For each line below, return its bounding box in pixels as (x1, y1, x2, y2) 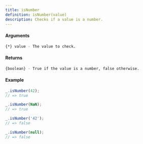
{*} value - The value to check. (5, 44, 76, 49)
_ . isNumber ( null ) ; (5, 130, 44, 135)
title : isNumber (5, 7, 40, 13)
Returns (5, 55, 23, 61)
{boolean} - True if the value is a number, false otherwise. (5, 66, 139, 71)
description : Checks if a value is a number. (5, 17, 103, 22)
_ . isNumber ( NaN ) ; (5, 102, 42, 107)
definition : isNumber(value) (5, 12, 67, 17)
